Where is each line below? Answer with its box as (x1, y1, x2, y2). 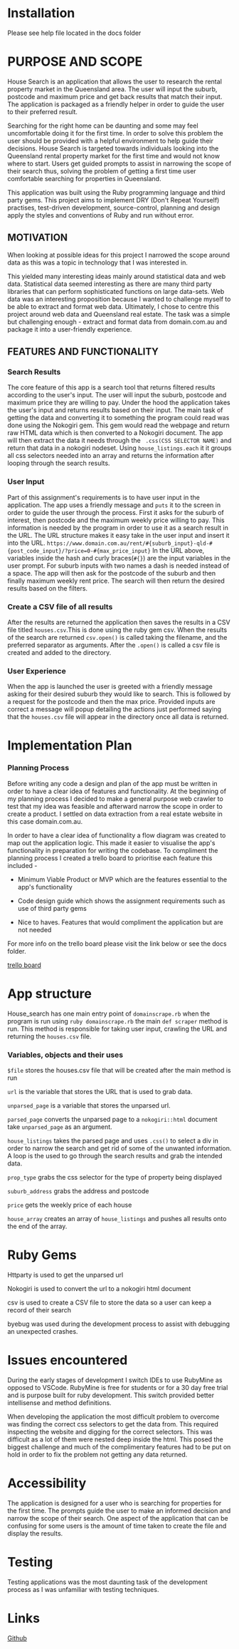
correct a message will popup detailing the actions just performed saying (7, 705, 222, 714)
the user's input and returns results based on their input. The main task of (7, 406, 223, 414)
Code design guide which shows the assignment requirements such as (17, 897, 225, 905)
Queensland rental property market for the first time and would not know (7, 151, 221, 160)
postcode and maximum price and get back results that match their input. (7, 92, 223, 101)
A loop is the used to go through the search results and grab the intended (7, 1151, 223, 1160)
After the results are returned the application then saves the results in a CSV (7, 618, 230, 626)
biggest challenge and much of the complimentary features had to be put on (7, 1442, 231, 1451)
